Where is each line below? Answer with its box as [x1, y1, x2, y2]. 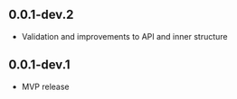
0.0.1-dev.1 [8, 58, 71, 73]
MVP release [21, 81, 70, 92]
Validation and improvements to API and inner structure [21, 31, 228, 41]
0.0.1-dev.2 [8, 7, 74, 22]
